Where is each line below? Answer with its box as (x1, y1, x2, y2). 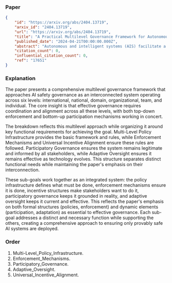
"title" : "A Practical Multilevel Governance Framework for (14, 34, 145, 39)
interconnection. (5, 167, 40, 173)
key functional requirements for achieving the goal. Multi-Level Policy (5, 129, 152, 135)
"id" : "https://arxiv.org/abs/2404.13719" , (14, 20, 109, 25)
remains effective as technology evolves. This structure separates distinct (5, 156, 161, 162)
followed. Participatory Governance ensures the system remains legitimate (5, 145, 163, 151)
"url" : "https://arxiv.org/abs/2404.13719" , (14, 29, 111, 34)
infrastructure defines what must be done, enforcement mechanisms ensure (5, 182, 166, 188)
